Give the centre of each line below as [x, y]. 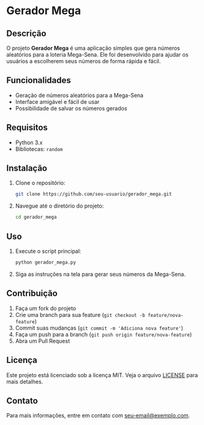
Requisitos [27, 127]
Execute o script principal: [48, 251]
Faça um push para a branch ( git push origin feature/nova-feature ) [104, 334]
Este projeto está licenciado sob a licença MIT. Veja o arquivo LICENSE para [102, 375]
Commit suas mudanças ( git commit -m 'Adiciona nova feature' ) [99, 328]
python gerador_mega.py [46, 262]
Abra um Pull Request [43, 341]
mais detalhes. [25, 381]
